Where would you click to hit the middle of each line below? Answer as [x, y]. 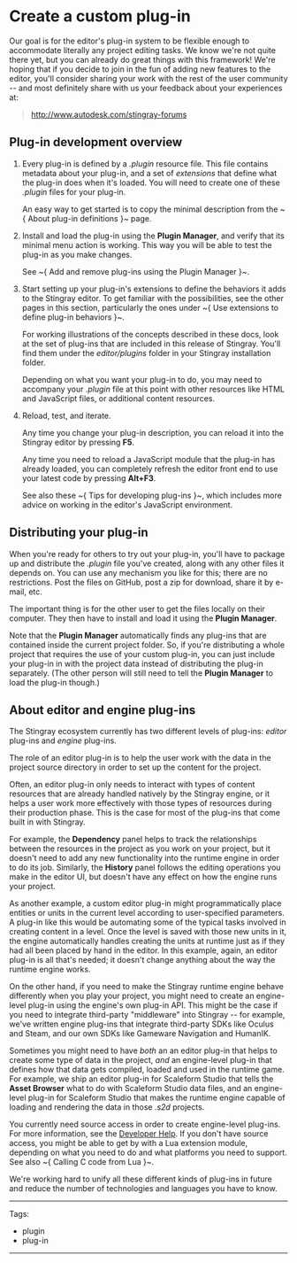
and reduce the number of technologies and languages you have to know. [143, 1189]
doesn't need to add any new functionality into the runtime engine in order [145, 858]
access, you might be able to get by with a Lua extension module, [129, 1143]
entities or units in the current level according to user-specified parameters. [147, 913]
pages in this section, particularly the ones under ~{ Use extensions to [150, 307]
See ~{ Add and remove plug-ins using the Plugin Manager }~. [136, 271]
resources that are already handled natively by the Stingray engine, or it [140, 794]
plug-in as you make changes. [77, 254]
